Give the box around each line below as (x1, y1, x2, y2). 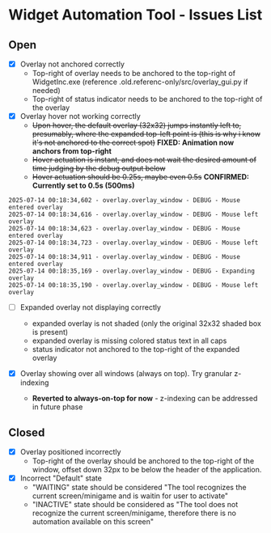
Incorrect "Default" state (19, 473, 103, 483)
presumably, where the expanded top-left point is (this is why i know (32, 129, 261, 139)
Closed (8, 425, 45, 439)
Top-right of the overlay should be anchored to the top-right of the (32, 456, 255, 466)
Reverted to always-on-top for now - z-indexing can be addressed (32, 394, 258, 404)
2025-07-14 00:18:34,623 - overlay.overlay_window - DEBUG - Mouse (8, 225, 241, 233)
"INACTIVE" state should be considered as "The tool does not (32, 500, 239, 510)
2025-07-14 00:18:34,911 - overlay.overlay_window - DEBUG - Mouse (8, 253, 241, 261)
